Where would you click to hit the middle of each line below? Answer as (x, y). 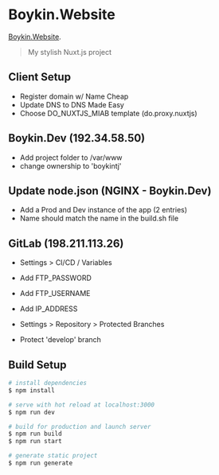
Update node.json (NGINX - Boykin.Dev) (110, 191)
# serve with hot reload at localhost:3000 (82, 405)
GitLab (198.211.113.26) (66, 243)
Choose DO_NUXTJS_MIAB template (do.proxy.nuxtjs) (108, 113)
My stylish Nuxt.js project (70, 52)
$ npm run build (35, 434)
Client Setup (40, 77)
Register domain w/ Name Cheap (74, 96)
